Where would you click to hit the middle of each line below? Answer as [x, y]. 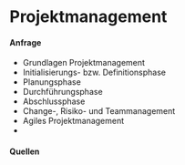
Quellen [25, 151]
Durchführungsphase [62, 92]
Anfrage [26, 42]
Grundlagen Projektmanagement [84, 63]
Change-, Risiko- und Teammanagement [99, 111]
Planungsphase [52, 82]
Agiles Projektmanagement [73, 121]
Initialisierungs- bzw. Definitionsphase [94, 72]
